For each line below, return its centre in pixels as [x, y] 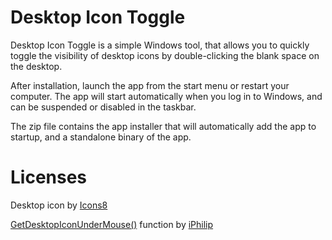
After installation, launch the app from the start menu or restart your [150, 85]
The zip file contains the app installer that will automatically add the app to [163, 126]
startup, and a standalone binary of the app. [101, 137]
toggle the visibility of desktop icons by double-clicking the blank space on [165, 55]
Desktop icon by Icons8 [59, 205]
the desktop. [36, 66]
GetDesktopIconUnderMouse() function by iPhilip [112, 224]
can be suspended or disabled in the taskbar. [103, 107]
